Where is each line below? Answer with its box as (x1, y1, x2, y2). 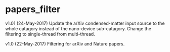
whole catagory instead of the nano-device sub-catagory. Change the (5, 25, 152, 31)
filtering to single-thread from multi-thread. (5, 31, 95, 37)
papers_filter (5, 4, 61, 15)
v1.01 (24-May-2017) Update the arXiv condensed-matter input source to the (5, 20, 165, 26)
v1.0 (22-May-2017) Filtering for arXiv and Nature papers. (5, 40, 125, 46)
